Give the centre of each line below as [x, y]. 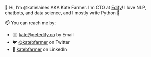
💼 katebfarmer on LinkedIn [40, 49]
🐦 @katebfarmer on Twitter [41, 42]
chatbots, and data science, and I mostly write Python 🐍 [63, 13]
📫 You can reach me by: [31, 23]
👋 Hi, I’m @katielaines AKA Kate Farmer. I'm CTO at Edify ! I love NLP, [75, 8]
